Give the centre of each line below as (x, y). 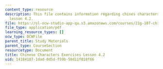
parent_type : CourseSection (33, 46)
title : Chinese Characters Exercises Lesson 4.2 (55, 55)
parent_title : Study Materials (37, 41)
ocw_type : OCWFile (24, 37)
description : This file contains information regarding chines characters (82, 14)
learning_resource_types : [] (34, 32)
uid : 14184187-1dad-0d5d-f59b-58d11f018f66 (50, 59)
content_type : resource (29, 9)
